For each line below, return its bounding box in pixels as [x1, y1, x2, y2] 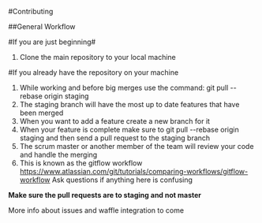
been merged [19, 108, 64, 117]
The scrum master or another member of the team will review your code [19, 142, 254, 151]
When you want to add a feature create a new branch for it [19, 117, 211, 125]
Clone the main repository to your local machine [19, 53, 176, 61]
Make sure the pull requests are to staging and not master [8, 191, 202, 199]
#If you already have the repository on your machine [8, 68, 179, 77]
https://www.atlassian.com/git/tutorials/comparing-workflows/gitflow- [19, 167, 249, 176]
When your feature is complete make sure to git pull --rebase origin [19, 125, 239, 134]
